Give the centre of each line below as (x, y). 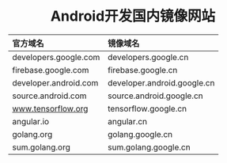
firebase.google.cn (143, 70)
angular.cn (128, 121)
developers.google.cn (148, 57)
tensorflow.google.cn (148, 108)
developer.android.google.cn (161, 82)
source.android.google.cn (155, 96)
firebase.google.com (51, 70)
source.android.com (49, 96)
